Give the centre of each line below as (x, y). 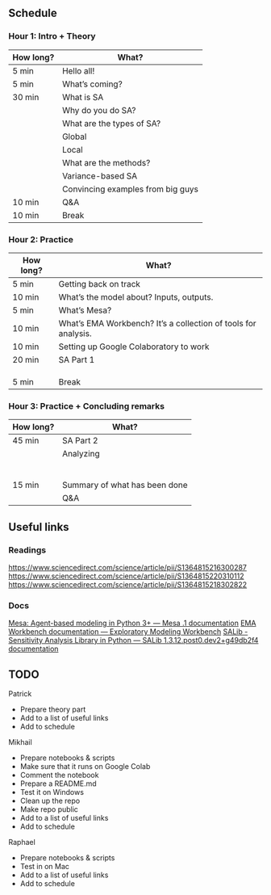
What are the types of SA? (111, 123)
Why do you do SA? (99, 110)
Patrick (20, 694)
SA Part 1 (77, 359)
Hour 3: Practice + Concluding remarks (87, 405)
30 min (26, 97)
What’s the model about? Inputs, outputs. (136, 296)
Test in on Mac (45, 867)
